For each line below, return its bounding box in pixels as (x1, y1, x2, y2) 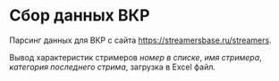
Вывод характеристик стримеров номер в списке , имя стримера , (9, 52, 262, 62)
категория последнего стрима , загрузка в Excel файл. (9, 61, 216, 72)
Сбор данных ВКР (9, 5, 150, 26)
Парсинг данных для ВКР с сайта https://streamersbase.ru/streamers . (9, 35, 272, 45)
